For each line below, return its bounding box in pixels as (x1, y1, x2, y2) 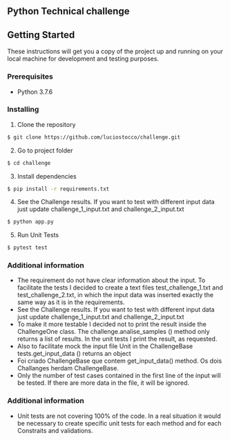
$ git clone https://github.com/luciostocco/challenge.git (7, 134, 181, 141)
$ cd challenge (7, 159, 51, 166)
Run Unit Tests (17, 231, 59, 239)
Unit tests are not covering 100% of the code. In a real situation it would (17, 412, 221, 420)
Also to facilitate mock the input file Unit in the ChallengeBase (17, 342, 193, 350)
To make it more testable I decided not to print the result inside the (17, 320, 207, 328)
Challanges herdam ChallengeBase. (17, 364, 119, 372)
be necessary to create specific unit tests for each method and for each (17, 419, 222, 427)
